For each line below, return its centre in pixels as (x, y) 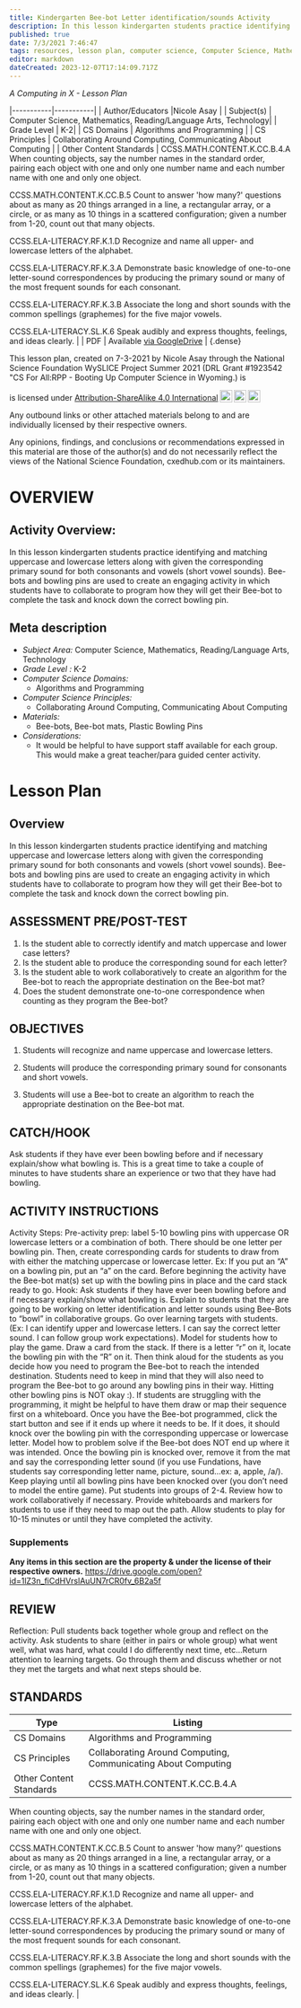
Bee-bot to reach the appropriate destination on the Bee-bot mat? (144, 981)
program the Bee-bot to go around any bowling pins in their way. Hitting (142, 1385)
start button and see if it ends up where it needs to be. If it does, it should (145, 1423)
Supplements (39, 1542)
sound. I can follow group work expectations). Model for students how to (143, 1337)
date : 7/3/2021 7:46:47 (54, 43)
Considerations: (52, 735)
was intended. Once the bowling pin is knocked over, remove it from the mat (150, 1452)
